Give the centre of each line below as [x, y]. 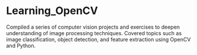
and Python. [21, 46]
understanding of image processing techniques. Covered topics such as [94, 33]
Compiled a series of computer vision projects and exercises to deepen [93, 27]
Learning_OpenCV [52, 11]
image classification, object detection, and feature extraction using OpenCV [98, 39]
